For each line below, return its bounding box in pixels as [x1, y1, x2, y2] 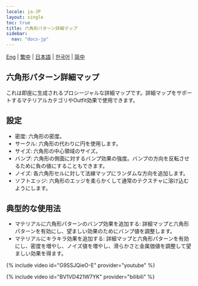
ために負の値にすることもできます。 [20, 162, 108, 169]
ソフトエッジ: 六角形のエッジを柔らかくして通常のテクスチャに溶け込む [14, 177, 189, 184]
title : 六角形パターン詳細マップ [6, 25, 78, 31]
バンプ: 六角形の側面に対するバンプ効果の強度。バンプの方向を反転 [14, 155, 180, 162]
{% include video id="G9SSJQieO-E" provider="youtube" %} [6, 262, 155, 269]
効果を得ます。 [30, 250, 67, 257]
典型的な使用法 [6, 204, 61, 214]
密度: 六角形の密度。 [14, 132, 65, 139]
